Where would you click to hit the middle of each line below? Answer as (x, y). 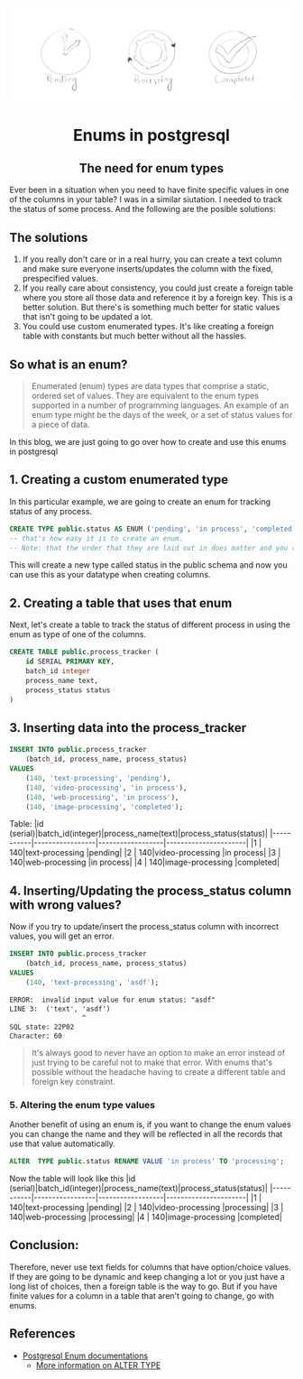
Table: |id (27, 824)
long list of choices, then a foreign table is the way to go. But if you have (143, 1286)
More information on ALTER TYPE (98, 1365)
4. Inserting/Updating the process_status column (150, 890)
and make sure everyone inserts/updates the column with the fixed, (147, 269)
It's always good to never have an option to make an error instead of (158, 1052)
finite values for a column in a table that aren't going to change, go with (142, 1296)
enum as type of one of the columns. (78, 634)
